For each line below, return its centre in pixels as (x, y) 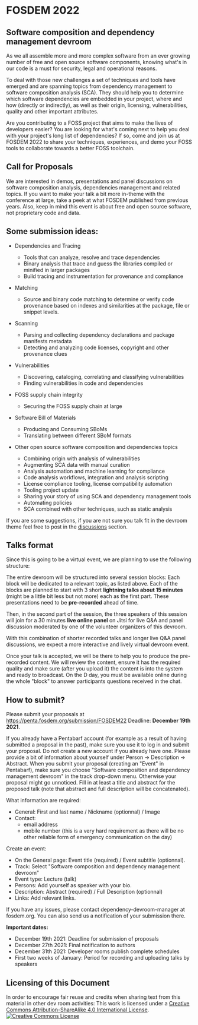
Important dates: (27, 928)
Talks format (30, 545)
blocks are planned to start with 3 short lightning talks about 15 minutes (95, 590)
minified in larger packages (57, 270)
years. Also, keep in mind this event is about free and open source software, (99, 206)
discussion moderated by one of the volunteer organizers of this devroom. (97, 627)
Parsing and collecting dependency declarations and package (99, 335)
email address (40, 825)
